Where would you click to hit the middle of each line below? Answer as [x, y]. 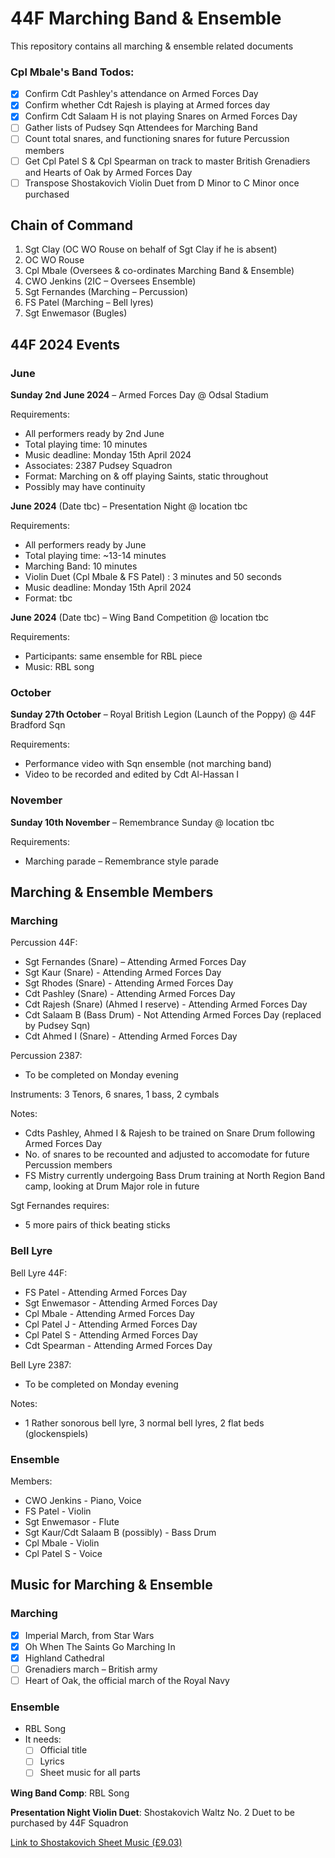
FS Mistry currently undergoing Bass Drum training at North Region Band [175, 1176]
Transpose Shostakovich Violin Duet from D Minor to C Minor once [162, 183]
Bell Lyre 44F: [39, 1273]
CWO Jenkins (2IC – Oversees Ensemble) [110, 281]
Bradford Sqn [38, 725]
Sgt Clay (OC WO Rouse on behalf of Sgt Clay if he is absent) [151, 249]
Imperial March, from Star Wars [89, 1635]
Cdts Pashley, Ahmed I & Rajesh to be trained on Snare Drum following [170, 1133]
